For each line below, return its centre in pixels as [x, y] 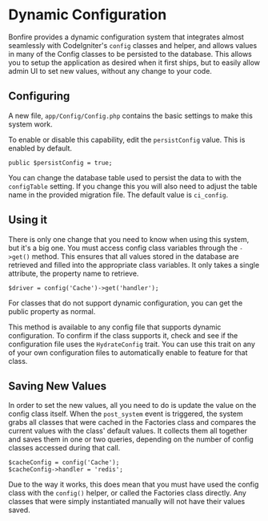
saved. [19, 510]
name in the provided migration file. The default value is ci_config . [118, 195]
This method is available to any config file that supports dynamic [115, 327]
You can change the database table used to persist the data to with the [125, 177]
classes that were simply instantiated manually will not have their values [127, 502]
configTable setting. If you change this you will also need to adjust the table [133, 186]
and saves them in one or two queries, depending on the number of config [131, 439]
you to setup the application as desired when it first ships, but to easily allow [134, 63]
